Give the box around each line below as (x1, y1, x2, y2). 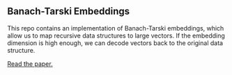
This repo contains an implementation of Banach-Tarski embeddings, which (7, 24, 224, 32)
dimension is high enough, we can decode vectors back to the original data (7, 38, 224, 47)
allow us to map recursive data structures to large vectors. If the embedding (7, 31, 225, 40)
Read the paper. (7, 59, 54, 68)
